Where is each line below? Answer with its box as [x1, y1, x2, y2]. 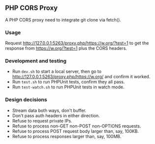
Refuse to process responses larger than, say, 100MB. [12, 133, 122, 139]
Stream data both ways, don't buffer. [12, 107, 87, 113]
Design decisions [5, 96, 48, 103]
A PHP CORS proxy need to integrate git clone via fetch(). [5, 17, 121, 22]
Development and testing [5, 58, 67, 64]
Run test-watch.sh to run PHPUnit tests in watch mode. [12, 84, 125, 90]
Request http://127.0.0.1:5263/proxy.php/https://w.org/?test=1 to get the [5, 40, 149, 46]
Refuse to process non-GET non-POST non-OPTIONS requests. [12, 123, 141, 129]
